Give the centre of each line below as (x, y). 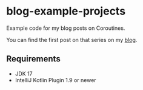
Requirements (33, 59)
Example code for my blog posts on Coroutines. (66, 28)
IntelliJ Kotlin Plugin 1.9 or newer (55, 80)
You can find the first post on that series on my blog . (72, 40)
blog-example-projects (66, 11)
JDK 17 (24, 74)
